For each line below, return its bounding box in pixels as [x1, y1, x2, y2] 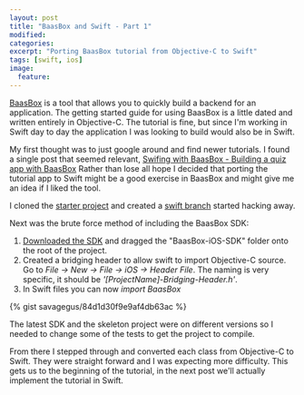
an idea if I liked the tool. [9, 183, 102, 193]
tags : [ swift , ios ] [9, 55, 83, 64]
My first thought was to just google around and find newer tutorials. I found [9, 143, 290, 154]
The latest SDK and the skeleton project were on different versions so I [9, 319, 274, 330]
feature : [17, 73, 51, 82]
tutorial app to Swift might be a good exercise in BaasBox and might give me [9, 173, 295, 183]
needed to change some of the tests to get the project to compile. [9, 328, 256, 339]
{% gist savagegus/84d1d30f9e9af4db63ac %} [9, 301, 188, 311]
